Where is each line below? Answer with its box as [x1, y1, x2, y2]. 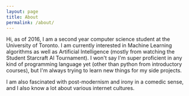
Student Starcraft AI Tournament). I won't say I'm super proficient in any [6, 54, 182, 62]
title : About [6, 14, 39, 20]
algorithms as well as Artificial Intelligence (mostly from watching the [6, 48, 175, 55]
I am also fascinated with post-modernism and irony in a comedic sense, [6, 78, 184, 85]
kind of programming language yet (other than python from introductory [6, 61, 182, 68]
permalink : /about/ [6, 19, 55, 25]
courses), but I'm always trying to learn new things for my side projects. [6, 67, 182, 74]
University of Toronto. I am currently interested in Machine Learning [6, 42, 172, 49]
